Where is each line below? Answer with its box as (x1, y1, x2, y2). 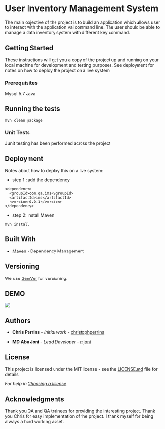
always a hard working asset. (5, 418, 64, 424)
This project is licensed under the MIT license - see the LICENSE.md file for (5, 366, 158, 372)
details (5, 371, 19, 378)
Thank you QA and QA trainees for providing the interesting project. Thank (5, 408, 156, 414)
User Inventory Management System (5, 3, 159, 14)
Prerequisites (5, 79, 38, 86)
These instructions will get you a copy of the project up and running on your (5, 57, 159, 63)
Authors (5, 316, 31, 325)
